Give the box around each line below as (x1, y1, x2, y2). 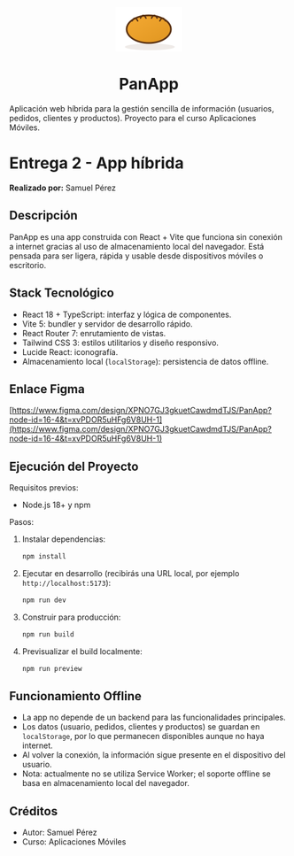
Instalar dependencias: (21, 534, 106, 544)
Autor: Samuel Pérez (21, 827, 97, 838)
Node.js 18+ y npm (21, 499, 91, 511)
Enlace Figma (9, 382, 86, 397)
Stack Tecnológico (9, 286, 115, 301)
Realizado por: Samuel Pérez (9, 182, 117, 193)
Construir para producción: (21, 612, 121, 622)
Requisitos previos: (9, 482, 79, 493)
